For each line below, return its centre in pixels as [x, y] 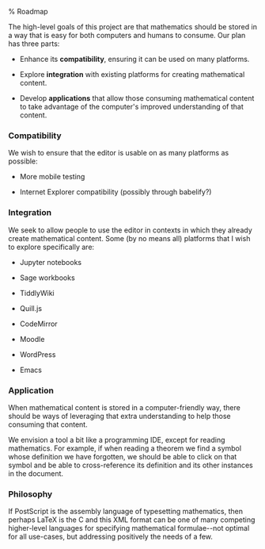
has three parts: [34, 44]
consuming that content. [48, 424]
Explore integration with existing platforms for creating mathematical [132, 74]
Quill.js [30, 308]
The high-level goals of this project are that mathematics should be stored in [132, 27]
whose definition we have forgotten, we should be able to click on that [123, 456]
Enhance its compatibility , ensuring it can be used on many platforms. [134, 59]
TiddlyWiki [37, 293]
